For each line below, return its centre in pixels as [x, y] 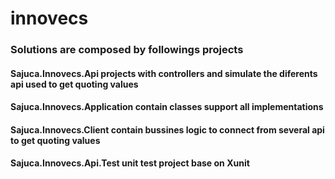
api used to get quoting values [74, 84]
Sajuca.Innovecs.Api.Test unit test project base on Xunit [130, 163]
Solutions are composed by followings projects [127, 50]
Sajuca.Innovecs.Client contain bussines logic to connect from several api [167, 129]
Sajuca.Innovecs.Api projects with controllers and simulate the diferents [164, 73]
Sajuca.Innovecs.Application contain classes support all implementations [167, 107]
